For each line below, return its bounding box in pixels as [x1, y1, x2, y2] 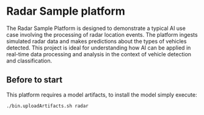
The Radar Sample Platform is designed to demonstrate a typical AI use [6, 24, 186, 32]
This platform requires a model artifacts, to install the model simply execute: [6, 91, 197, 98]
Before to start [6, 75, 63, 85]
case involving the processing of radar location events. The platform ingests [6, 31, 198, 38]
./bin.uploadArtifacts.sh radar [6, 103, 89, 109]
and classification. [6, 57, 53, 64]
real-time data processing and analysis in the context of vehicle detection [6, 50, 191, 57]
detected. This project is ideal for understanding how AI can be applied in [6, 44, 191, 51]
